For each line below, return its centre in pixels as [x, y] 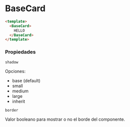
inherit [19, 101]
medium [20, 91]
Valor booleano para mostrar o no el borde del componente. [65, 119]
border [12, 110]
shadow [12, 62]
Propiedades [20, 52]
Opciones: [15, 71]
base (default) [26, 80]
